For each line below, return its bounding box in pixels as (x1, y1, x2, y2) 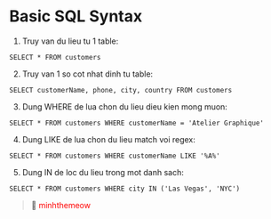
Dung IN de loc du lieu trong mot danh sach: (21, 166, 185, 177)
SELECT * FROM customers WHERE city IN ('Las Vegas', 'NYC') (9, 184, 241, 193)
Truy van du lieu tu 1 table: (21, 36, 119, 46)
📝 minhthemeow (30, 199, 92, 210)
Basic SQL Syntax (9, 6, 143, 27)
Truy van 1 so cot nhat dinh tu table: (21, 69, 154, 79)
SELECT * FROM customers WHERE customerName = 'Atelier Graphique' (9, 118, 265, 127)
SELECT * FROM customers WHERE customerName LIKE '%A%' (9, 151, 220, 160)
